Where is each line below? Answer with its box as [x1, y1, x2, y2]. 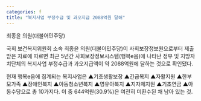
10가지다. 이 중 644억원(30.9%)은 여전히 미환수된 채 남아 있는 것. [38, 88, 193, 95]
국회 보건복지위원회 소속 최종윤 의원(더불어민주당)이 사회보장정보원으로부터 [6, 45, 183, 52]
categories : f [6, 8, 42, 15]
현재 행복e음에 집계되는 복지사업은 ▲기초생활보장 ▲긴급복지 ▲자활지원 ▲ [6, 73, 182, 80]
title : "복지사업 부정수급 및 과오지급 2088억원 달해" [6, 15, 126, 21]
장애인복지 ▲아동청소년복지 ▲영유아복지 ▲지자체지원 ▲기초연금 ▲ [27, 80, 189, 88]
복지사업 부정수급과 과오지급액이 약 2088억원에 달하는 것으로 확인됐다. [27, 60, 194, 67]
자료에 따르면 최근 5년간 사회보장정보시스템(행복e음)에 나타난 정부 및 [17, 52, 179, 59]
